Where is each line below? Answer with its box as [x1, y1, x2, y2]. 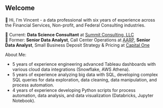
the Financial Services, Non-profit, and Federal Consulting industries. [5, 22, 146, 28]
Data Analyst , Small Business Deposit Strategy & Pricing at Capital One [5, 42, 150, 48]
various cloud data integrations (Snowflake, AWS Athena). [12, 66, 130, 72]
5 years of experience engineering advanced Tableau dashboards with [12, 61, 156, 67]
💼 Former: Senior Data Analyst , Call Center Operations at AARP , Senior [5, 37, 150, 43]
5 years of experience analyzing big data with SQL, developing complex [12, 71, 159, 78]
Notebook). [12, 98, 35, 104]
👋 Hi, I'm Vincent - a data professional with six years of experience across [5, 17, 155, 23]
